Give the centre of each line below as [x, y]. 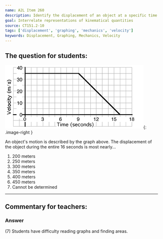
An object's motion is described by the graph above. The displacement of [78, 142]
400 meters [24, 177]
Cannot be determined [34, 187]
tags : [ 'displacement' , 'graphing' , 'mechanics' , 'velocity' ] [69, 31]
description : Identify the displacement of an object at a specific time [81, 15]
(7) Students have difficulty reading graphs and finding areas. [66, 231]
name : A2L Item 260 [25, 10]
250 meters [24, 161]
